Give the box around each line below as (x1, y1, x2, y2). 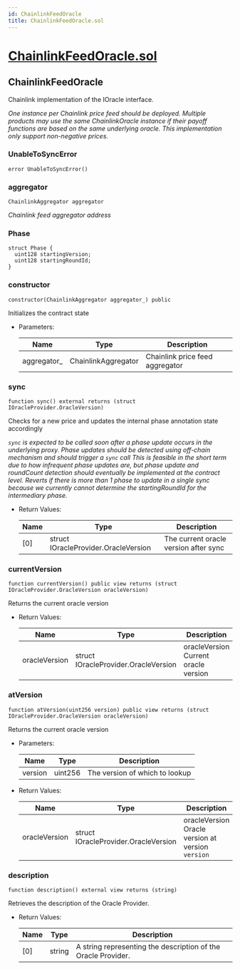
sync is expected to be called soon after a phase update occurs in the (8, 438, 213, 446)
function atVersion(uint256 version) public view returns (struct (8, 706, 209, 713)
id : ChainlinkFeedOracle (8, 10, 82, 18)
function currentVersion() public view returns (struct (8, 581, 177, 588)
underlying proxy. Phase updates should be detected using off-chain (8, 445, 211, 454)
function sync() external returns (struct (8, 397, 136, 405)
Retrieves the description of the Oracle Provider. (8, 899, 150, 907)
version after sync (164, 543, 225, 553)
